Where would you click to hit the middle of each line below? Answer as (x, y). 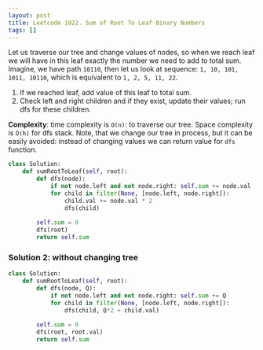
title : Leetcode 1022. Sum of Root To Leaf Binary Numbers (107, 23)
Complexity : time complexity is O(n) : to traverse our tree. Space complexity (131, 125)
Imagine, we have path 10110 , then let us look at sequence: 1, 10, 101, (124, 69)
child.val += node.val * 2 (108, 201)
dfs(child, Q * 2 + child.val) (111, 310)
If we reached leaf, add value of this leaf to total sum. (106, 93)
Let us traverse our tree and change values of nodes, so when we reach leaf (131, 53)
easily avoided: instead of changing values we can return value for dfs (122, 142)
